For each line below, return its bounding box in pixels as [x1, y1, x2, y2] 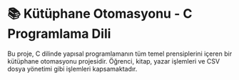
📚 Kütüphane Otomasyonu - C [7, 6, 193, 22]
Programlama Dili [7, 26, 111, 42]
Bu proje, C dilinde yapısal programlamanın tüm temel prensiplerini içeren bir [7, 49, 233, 58]
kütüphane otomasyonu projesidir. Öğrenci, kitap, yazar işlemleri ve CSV [7, 56, 220, 65]
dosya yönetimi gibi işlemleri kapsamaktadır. [7, 64, 138, 73]
